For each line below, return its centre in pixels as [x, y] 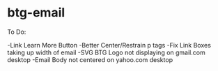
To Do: [17, 32]
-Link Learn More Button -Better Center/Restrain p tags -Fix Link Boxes [109, 45]
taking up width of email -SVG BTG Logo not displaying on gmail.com [106, 52]
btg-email [36, 13]
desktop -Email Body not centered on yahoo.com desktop [90, 59]
